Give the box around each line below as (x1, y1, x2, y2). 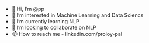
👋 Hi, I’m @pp (11, 6, 45, 12)
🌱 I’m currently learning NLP (11, 18, 80, 24)
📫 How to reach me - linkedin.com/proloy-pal (11, 31, 123, 37)
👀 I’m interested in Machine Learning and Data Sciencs (11, 12, 144, 19)
